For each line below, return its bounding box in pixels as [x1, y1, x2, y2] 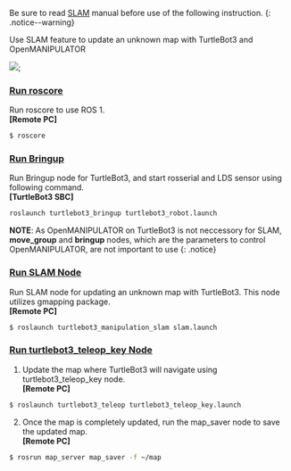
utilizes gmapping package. [9, 296, 111, 307]
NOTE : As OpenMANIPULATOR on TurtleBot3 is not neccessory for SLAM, [9, 225, 282, 235]
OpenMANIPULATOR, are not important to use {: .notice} [9, 244, 217, 255]
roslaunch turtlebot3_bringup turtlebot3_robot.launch [9, 209, 218, 218]
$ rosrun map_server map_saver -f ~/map [9, 452, 162, 462]
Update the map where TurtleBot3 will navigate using [21, 364, 218, 375]
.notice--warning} [9, 17, 76, 28]
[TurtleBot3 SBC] [9, 192, 74, 202]
